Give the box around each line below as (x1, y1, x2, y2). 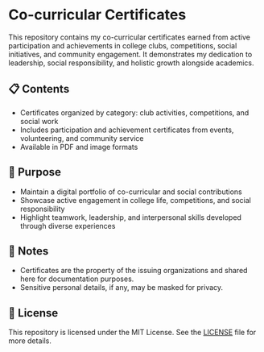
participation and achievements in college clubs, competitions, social (8, 40, 237, 50)
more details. (8, 336, 52, 346)
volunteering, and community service (19, 133, 144, 143)
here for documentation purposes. (19, 274, 134, 284)
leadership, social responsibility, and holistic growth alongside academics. (8, 58, 254, 68)
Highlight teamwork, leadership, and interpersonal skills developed (19, 212, 241, 222)
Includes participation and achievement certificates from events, (19, 125, 234, 135)
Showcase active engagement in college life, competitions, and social (19, 195, 251, 205)
